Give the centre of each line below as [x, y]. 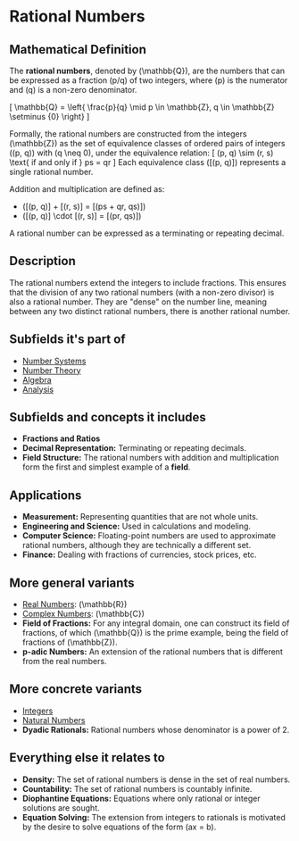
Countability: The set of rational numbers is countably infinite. [137, 788]
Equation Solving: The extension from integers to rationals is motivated [154, 817]
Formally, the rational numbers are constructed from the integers [128, 134]
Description [42, 261]
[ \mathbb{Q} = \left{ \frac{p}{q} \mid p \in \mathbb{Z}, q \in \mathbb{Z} [142, 107]
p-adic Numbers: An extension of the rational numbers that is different [152, 652]
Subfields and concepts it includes [108, 417]
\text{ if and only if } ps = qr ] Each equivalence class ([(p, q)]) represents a [148, 162]
